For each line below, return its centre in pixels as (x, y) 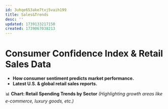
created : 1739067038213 (30, 29)
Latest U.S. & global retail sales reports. (55, 84)
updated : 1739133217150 (30, 24)
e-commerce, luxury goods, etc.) (40, 101)
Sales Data (28, 64)
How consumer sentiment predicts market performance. (73, 78)
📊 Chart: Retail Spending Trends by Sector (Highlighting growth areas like (84, 94)
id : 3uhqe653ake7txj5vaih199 (36, 10)
